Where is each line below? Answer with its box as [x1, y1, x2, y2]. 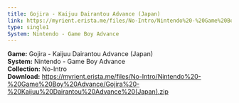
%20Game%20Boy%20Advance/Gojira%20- [7, 80, 140, 89]
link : [7, 17, 23, 24]
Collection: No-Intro [7, 65, 68, 73]
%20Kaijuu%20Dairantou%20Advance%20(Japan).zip [7, 87, 169, 96]
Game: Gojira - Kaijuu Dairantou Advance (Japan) [7, 50, 154, 58]
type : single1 [7, 23, 50, 31]
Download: [7, 72, 41, 81]
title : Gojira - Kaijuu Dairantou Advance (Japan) [7, 10, 161, 18]
